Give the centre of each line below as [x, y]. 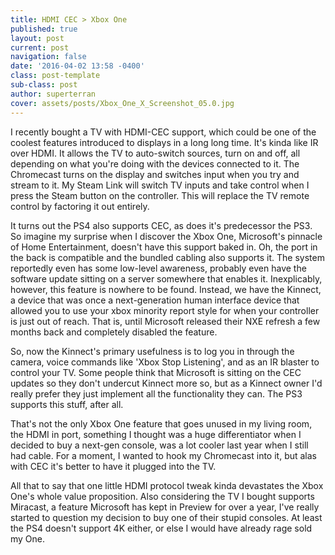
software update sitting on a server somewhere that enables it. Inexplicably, [166, 278]
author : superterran [53, 94]
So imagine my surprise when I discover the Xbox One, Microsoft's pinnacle [166, 236]
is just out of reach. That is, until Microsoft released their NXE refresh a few [165, 321]
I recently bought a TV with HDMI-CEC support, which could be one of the [163, 132]
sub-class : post [44, 85]
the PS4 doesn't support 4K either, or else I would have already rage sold [161, 528]
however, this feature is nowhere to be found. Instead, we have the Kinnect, [166, 289]
